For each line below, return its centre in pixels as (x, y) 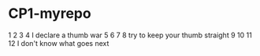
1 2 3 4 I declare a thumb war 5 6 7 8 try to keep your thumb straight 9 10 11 (130, 35)
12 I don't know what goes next (59, 43)
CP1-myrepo (50, 14)
